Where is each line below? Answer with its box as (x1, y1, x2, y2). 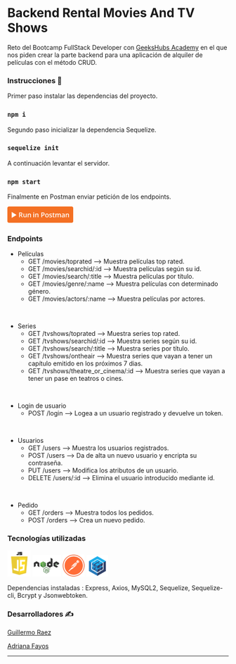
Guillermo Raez (7, 628, 51, 637)
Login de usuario (17, 401, 67, 410)
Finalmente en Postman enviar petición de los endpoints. (7, 192, 171, 201)
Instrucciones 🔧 (7, 75, 63, 85)
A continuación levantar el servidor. (7, 158, 110, 167)
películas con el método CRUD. (7, 58, 97, 66)
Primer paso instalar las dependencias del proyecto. (7, 92, 158, 100)
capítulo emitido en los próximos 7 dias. (27, 359, 143, 368)
